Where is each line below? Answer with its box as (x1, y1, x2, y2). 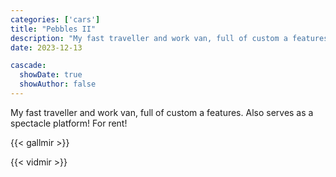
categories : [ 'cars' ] (10, 14, 101, 25)
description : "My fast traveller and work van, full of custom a (10, 33, 288, 43)
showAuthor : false (19, 79, 97, 90)
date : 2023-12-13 (10, 42, 83, 53)
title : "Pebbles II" (10, 24, 97, 34)
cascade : (10, 61, 47, 71)
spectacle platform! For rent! (10, 117, 128, 129)
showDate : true (19, 70, 83, 80)
